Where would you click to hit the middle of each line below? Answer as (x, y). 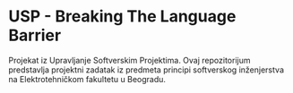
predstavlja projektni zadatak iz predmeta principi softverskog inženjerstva (146, 70)
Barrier (35, 35)
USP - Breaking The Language (122, 17)
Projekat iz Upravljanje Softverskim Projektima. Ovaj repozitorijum (129, 60)
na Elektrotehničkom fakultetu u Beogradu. (87, 79)
